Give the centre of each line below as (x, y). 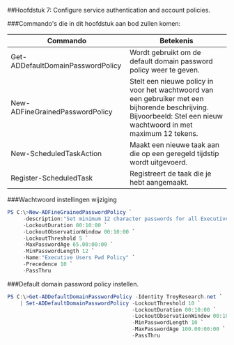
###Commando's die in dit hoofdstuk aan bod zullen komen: (94, 23)
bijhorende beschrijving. (169, 107)
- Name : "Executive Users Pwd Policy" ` (79, 258)
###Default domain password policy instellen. (73, 284)
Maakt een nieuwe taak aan (174, 145)
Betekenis (177, 41)
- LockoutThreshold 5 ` (56, 238)
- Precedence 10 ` (48, 264)
